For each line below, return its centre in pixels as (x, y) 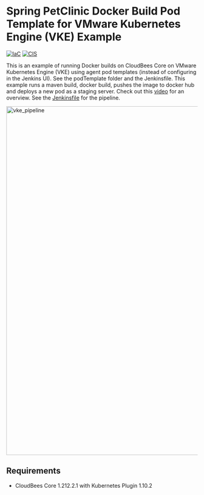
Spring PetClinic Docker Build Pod (93, 11)
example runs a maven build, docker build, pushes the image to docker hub (100, 85)
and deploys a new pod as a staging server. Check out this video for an (95, 91)
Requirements (33, 471)
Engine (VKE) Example (64, 37)
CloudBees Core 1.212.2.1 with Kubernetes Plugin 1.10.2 (84, 485)
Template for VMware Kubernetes (93, 24)
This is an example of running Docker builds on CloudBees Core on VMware (101, 66)
